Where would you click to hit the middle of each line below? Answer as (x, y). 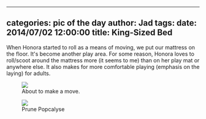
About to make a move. (51, 91)
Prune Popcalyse (43, 109)
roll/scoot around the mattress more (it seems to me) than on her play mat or (103, 60)
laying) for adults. (29, 73)
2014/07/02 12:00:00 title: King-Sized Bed (90, 33)
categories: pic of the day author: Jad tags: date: (102, 23)
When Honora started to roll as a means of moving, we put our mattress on (101, 47)
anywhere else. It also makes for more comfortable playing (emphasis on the (103, 67)
